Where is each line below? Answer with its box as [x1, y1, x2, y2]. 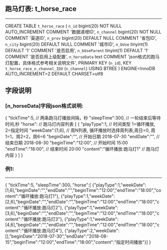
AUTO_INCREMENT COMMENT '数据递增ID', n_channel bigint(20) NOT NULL [5, 29, 162, 35]
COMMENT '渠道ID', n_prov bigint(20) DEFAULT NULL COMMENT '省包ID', [5, 35, 157, 41]
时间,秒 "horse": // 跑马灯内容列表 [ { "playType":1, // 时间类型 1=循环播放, [5, 121, 156, 127]
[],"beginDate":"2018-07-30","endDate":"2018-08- [5, 233, 108, 239]
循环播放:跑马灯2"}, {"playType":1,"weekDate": [23, 204, 119, 210]
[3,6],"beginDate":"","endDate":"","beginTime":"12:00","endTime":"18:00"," [5, 210, 158, 216]
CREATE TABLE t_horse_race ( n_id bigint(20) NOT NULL [5, 23, 122, 29]
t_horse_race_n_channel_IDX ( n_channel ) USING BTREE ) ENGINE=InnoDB [5, 65, 156, 71]
